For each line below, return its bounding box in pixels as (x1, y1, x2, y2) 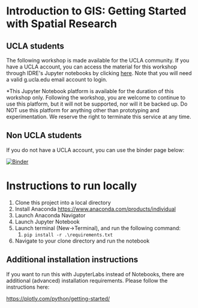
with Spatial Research (6, 17, 117, 31)
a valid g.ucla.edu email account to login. (6, 76, 108, 83)
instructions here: (6, 283, 50, 291)
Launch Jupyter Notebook (14, 218, 80, 225)
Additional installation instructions (6, 255, 139, 265)
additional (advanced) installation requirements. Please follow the (6, 277, 168, 284)
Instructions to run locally (6, 179, 137, 193)
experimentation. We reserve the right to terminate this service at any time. (6, 113, 191, 120)
